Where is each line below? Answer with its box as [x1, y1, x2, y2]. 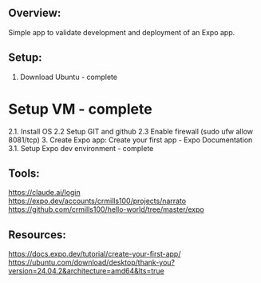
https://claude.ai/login [8, 188, 81, 197]
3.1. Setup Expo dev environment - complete [8, 143, 154, 153]
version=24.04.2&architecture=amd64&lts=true [8, 266, 165, 276]
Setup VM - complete [8, 100, 153, 118]
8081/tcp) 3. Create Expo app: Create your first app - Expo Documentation [8, 135, 253, 145]
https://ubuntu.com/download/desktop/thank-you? [8, 257, 176, 267]
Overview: [8, 6, 61, 20]
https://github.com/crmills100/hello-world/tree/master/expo [8, 205, 205, 214]
